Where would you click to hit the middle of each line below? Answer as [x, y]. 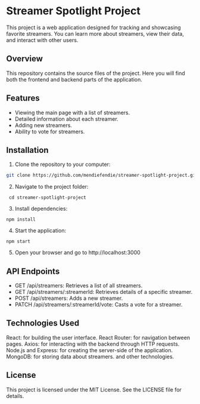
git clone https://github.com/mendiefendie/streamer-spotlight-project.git [102, 176]
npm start [18, 242]
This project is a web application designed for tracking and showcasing [94, 27]
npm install [21, 220]
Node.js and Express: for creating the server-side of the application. [90, 350]
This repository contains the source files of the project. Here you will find [96, 73]
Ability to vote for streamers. [50, 131]
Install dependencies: [41, 209]
